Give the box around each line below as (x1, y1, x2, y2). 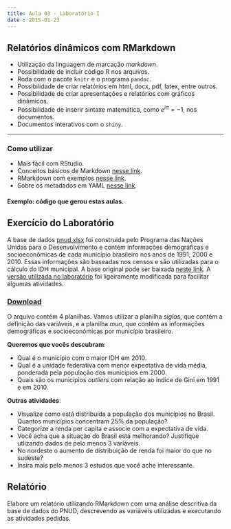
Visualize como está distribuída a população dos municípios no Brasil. (16, 410, 215, 418)
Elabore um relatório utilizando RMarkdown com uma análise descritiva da (7, 499, 217, 508)
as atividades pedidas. (7, 514, 71, 522)
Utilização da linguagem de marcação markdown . (16, 60, 158, 69)
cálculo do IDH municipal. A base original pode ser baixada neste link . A (7, 265, 211, 273)
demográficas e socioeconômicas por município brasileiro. (7, 327, 173, 335)
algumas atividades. (7, 279, 64, 288)
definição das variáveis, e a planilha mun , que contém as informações (7, 319, 205, 328)
